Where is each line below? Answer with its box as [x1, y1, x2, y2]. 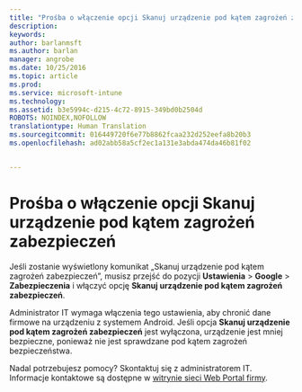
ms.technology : [9, 96, 67, 106]
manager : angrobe [9, 55, 75, 64]
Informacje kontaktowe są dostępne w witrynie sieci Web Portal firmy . [9, 372, 268, 383]
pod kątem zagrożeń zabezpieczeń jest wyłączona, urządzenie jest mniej [9, 325, 283, 337]
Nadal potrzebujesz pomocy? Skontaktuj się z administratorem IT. [9, 362, 253, 373]
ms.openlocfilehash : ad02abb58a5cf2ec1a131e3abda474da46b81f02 [9, 138, 252, 147]
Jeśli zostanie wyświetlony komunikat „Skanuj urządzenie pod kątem [9, 261, 265, 272]
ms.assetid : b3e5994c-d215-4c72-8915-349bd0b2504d [9, 105, 203, 114]
